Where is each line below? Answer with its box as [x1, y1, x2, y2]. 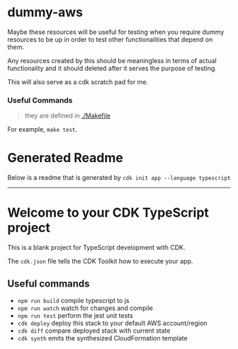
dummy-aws [7, 4, 84, 21]
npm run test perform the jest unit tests [17, 311, 133, 319]
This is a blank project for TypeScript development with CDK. [7, 244, 186, 252]
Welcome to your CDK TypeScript [7, 205, 209, 221]
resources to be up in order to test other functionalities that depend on [7, 35, 213, 43]
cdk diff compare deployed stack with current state [17, 326, 171, 335]
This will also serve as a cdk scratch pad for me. [7, 77, 149, 86]
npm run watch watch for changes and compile [17, 304, 154, 312]
